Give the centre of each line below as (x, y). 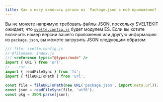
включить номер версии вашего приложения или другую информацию (81, 34)
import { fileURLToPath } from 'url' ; (45, 76)
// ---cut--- (19, 67)
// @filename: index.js (30, 53)
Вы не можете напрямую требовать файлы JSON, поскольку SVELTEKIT (82, 24)
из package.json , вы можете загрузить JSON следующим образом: (76, 40)
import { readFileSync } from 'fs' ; (43, 72)
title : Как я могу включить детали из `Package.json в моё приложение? (81, 10)
